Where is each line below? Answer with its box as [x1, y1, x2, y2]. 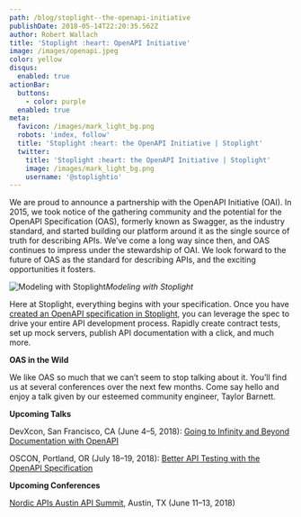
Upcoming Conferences [9, 480, 101, 491]
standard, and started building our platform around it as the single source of [9, 226, 290, 237]
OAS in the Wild [9, 355, 69, 366]
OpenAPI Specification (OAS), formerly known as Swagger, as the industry [9, 216, 286, 227]
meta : [9, 113, 30, 122]
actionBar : [9, 80, 50, 89]
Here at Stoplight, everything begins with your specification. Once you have [9, 299, 290, 310]
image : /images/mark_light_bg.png [25, 164, 155, 173]
